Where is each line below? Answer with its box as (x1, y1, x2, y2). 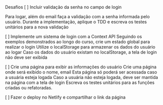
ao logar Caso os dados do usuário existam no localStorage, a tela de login (5, 49, 157, 55)
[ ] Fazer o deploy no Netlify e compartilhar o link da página (5, 94, 126, 100)
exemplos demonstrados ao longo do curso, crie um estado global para (5, 39, 150, 45)
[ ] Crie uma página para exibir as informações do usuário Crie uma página (5, 64, 157, 70)
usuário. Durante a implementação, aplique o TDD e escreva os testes (5, 19, 147, 25)
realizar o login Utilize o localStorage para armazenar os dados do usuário (5, 44, 156, 50)
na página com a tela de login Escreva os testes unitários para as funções (5, 79, 155, 85)
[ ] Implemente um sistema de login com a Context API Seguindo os (5, 34, 142, 39)
